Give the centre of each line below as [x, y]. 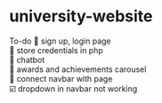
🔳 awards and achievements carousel [78, 69]
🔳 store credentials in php [57, 50]
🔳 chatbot [27, 59]
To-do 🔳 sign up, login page [60, 41]
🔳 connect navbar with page [61, 78]
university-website [81, 16]
